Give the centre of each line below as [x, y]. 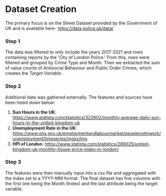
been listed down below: [30, 102]
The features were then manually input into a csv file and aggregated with [81, 173]
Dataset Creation [41, 9]
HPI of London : [28, 144]
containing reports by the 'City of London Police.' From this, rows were [78, 57]
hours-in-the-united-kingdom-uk [46, 123]
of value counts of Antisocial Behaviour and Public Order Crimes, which [78, 68]
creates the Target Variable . [34, 73]
